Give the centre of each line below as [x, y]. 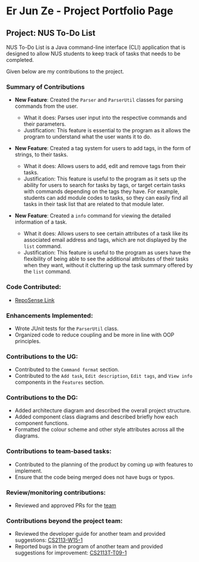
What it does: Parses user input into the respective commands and [105, 118]
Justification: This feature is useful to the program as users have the [107, 253]
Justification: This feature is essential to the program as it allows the [107, 131]
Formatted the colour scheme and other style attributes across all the [99, 430]
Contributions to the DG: [42, 398]
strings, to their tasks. [41, 155]
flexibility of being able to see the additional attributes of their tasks [106, 259]
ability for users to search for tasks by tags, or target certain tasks [105, 185]
